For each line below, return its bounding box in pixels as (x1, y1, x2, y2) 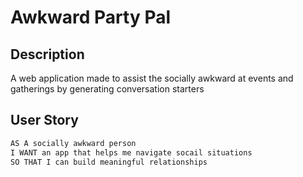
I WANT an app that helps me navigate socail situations (10, 147, 253, 158)
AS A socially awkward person (10, 138, 137, 148)
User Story (10, 112, 79, 129)
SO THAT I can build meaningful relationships (10, 157, 208, 167)
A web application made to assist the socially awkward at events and (10, 72, 294, 84)
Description (10, 46, 85, 63)
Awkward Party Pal (10, 6, 172, 29)
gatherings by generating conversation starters (10, 83, 205, 95)
